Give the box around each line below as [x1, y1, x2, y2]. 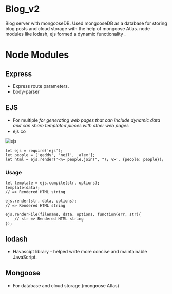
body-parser [12, 88, 40, 95]
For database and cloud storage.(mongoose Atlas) [12, 282, 120, 288]
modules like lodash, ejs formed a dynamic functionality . [5, 31, 126, 37]
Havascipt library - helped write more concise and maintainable [12, 248, 147, 254]
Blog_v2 [5, 3, 40, 15]
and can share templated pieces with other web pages [12, 122, 129, 128]
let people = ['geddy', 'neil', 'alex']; [5, 152, 95, 157]
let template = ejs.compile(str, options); [5, 180, 100, 186]
